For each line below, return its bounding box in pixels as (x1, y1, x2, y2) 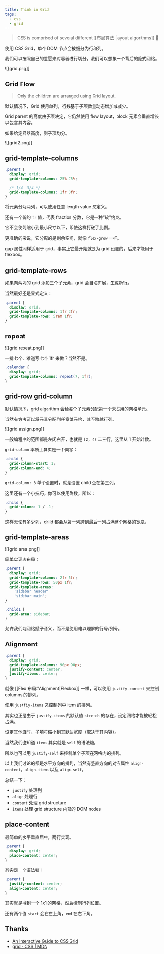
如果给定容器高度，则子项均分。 (5, 130, 70, 136)
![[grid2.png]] (5, 140, 33, 146)
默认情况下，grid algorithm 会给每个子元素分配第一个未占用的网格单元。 (5, 406, 150, 412)
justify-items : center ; (9, 672, 58, 676)
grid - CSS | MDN (12, 943, 48, 949)
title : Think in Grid (5, 7, 49, 12)
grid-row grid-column (5, 393, 73, 401)
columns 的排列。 (5, 692, 41, 698)
